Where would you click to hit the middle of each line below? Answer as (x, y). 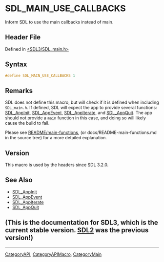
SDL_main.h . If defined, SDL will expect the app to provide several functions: (81, 108)
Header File (23, 37)
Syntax (16, 65)
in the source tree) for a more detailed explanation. (56, 138)
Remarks (19, 91)
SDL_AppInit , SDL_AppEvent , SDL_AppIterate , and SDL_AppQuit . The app (79, 113)
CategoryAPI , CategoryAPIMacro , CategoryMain (53, 254)
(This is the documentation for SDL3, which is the (82, 223)
